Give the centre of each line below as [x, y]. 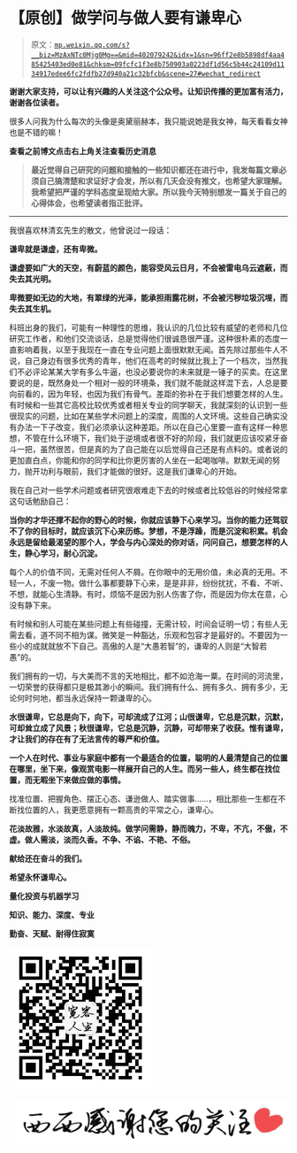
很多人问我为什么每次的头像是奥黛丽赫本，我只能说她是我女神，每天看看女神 [148, 121]
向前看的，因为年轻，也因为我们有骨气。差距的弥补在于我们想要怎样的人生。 [148, 394]
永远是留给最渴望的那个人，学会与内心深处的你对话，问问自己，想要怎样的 [145, 542]
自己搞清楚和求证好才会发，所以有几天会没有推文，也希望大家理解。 [163, 181]
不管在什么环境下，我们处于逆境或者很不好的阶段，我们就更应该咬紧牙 [152, 438]
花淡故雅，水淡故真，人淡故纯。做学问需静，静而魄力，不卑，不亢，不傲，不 [148, 828]
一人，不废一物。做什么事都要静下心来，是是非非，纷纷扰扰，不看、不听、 [152, 583]
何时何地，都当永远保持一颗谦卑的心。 [86, 698]
